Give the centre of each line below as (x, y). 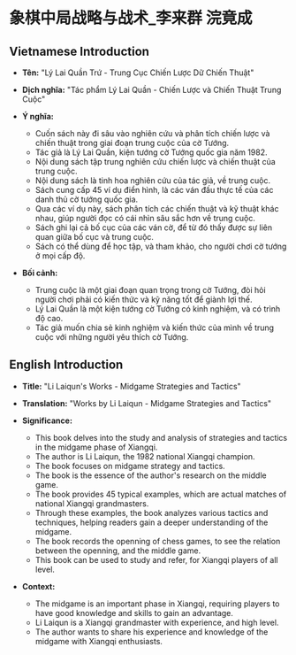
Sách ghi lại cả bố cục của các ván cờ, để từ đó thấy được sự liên (154, 227)
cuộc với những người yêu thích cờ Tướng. (112, 337)
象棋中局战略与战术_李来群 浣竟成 (131, 18)
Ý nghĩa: (38, 116)
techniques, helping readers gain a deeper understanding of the (152, 522)
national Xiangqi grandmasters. (92, 503)
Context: (38, 586)
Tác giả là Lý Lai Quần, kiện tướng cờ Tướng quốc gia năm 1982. (151, 152)
